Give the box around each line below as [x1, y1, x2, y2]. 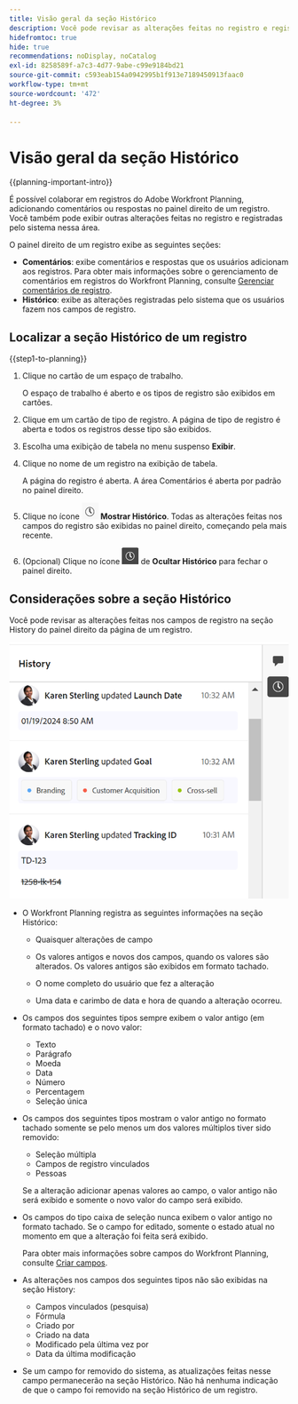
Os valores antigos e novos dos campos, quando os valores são [35, 951, 269, 961]
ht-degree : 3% [9, 99, 62, 108]
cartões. [21, 397, 53, 408]
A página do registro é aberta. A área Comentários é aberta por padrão [21, 475, 282, 486]
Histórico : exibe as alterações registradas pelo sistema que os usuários [21, 294, 286, 306]
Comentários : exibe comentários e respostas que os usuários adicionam [21, 257, 289, 267]
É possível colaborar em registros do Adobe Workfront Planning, [9, 194, 245, 204]
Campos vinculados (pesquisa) [35, 1301, 149, 1312]
